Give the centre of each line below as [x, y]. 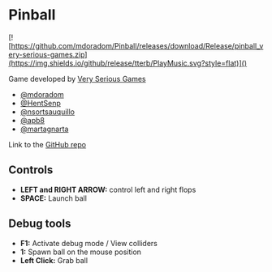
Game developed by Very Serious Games [77, 79]
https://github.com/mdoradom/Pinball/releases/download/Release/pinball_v [137, 45]
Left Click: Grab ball [54, 260]
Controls [31, 170]
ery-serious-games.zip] [48, 54]
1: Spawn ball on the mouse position [81, 252]
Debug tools [40, 224]
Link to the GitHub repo [47, 144]
